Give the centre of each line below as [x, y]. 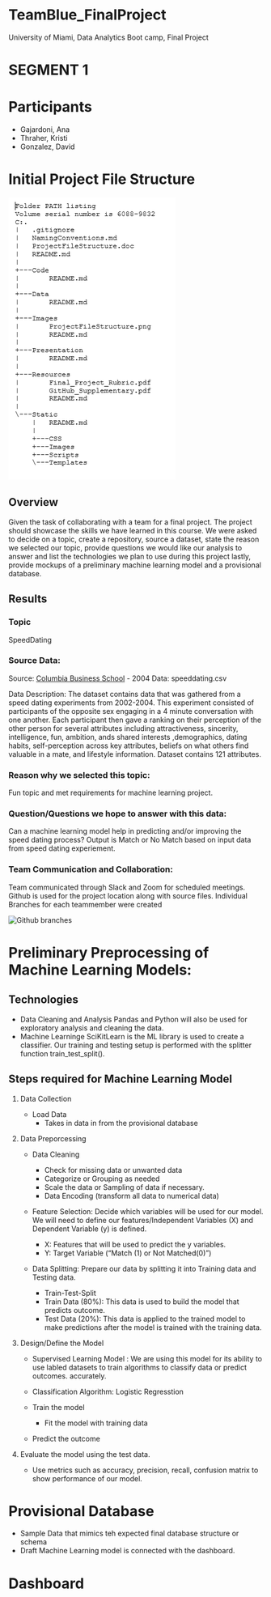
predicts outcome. [74, 1310]
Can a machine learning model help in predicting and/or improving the [125, 831]
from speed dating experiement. [62, 848]
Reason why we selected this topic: [79, 775]
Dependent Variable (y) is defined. [89, 1229]
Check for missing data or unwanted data [113, 1170]
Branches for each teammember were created [85, 904]
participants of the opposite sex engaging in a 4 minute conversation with [131, 711]
